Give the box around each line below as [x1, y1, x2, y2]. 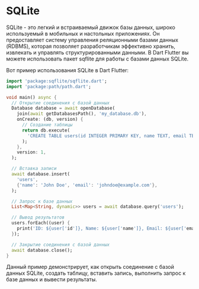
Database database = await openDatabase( [11, 105, 115, 111]
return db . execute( [21, 127, 70, 133]
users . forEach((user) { [11, 220, 70, 226]
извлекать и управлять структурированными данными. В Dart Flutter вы [6, 49, 189, 56]
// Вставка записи [11, 166, 57, 172]
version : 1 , [17, 149, 46, 155]
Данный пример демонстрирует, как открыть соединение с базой [6, 264, 175, 271]
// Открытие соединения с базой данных [11, 99, 110, 106]
